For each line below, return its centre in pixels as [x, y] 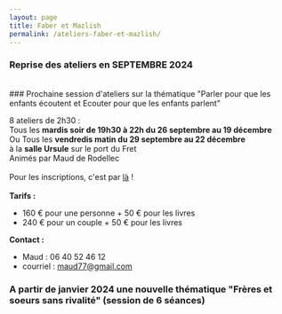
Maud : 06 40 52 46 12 [64, 256]
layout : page [33, 17]
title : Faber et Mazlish [55, 26]
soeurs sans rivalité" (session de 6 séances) [107, 300]
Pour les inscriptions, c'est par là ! [71, 177]
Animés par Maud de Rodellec [64, 158]
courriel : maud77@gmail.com [77, 266]
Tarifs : [23, 195]
